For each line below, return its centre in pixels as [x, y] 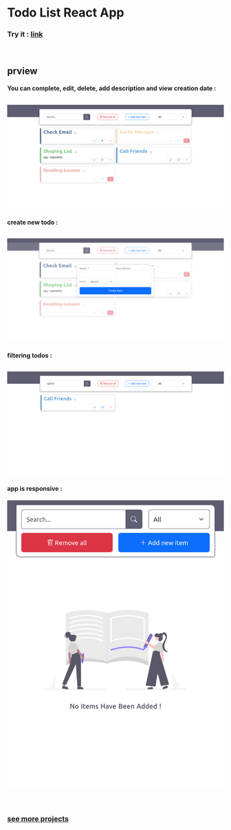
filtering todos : [30, 355]
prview [22, 71]
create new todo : [33, 222]
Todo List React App [66, 13]
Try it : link [25, 34]
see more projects [38, 818]
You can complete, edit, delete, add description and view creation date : [112, 88]
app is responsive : [35, 489]
